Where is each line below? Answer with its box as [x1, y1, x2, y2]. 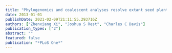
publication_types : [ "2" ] [5, 26, 60, 31]
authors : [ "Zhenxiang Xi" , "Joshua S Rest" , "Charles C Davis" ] [5, 21, 145, 27]
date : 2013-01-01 [5, 12, 42, 17]
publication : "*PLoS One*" [5, 40, 63, 45]
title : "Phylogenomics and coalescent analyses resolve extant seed [5, 7, 155, 13]
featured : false [5, 36, 40, 41]
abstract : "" [5, 31, 33, 36]
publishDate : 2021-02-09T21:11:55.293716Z [5, 17, 97, 22]
